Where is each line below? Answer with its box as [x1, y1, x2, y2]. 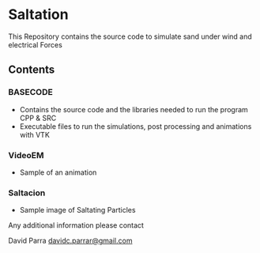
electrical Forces [8, 40, 63, 49]
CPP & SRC [19, 113, 57, 123]
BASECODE [8, 87, 53, 98]
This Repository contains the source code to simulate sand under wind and [8, 32, 253, 41]
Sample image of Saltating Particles [19, 206, 136, 215]
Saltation [8, 6, 69, 24]
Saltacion [8, 187, 46, 198]
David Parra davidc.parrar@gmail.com [8, 236, 133, 246]
